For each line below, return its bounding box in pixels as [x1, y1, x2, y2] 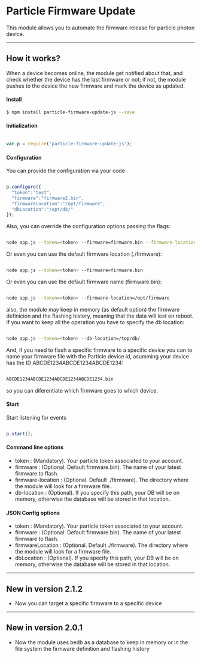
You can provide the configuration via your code [6, 167, 126, 175]
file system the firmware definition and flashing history [14, 645, 150, 652]
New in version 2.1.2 [6, 584, 83, 594]
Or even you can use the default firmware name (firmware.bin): [6, 278, 162, 286]
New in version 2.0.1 [6, 623, 83, 633]
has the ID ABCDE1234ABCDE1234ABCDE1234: [6, 359, 124, 366]
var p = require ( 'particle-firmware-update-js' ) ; [6, 141, 133, 147]
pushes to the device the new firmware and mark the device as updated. [6, 82, 185, 89]
